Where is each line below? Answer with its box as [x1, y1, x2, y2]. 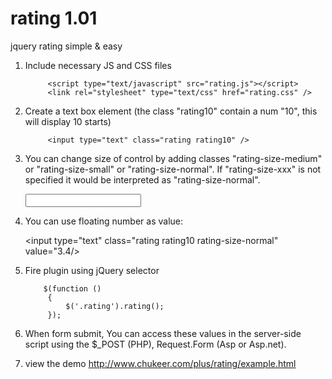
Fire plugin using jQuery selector [24, 264, 160, 276]
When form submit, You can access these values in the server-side [24, 327, 302, 339]
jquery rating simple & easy [10, 40, 123, 52]
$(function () [43, 283, 102, 294]
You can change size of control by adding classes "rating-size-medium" [24, 152, 323, 164]
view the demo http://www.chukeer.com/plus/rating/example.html [24, 357, 297, 369]
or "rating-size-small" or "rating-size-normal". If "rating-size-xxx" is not [24, 163, 322, 175]
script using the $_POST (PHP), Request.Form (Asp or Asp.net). [24, 338, 287, 350]
